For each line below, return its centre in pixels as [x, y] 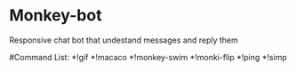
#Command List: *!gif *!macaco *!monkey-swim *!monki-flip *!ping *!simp [148, 57]
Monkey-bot [56, 16]
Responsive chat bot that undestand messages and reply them [124, 40]
